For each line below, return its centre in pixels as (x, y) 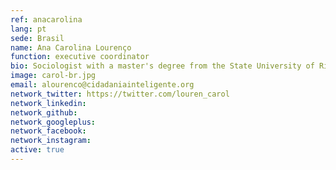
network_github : (44, 112)
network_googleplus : (53, 122)
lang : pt (28, 29)
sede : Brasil (37, 38)
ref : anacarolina (46, 19)
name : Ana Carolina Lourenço (71, 47)
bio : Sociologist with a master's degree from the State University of (162, 66)
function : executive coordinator (80, 57)
